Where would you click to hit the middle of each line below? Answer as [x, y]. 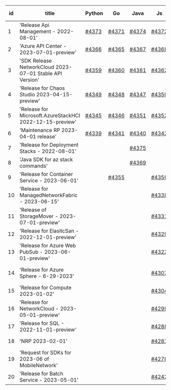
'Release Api [35, 25]
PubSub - [31, 252]
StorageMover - [39, 216]
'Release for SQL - [42, 323]
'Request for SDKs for [46, 353]
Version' [30, 80]
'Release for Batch [41, 373]
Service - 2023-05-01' [49, 380]
